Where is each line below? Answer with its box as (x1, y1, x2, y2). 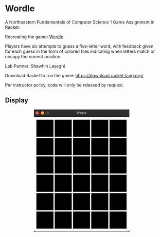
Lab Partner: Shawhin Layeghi (5, 63, 65, 69)
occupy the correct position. (5, 53, 62, 59)
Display (5, 96, 29, 105)
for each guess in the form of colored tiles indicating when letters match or (5, 48, 155, 54)
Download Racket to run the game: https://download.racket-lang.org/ (5, 72, 143, 78)
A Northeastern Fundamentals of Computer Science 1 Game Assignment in (5, 19, 155, 25)
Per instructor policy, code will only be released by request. (5, 82, 124, 88)
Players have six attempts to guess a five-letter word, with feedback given (5, 43, 154, 49)
